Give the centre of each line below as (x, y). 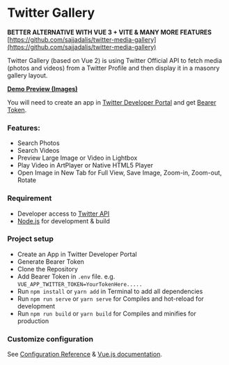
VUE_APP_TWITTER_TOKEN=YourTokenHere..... (80, 284)
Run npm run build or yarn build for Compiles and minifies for (107, 313)
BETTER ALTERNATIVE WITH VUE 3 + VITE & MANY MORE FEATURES (110, 32)
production (33, 321)
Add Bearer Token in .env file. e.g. (66, 276)
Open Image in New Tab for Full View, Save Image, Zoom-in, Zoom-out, (119, 173)
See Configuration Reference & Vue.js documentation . (85, 355)
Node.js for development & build (63, 221)
